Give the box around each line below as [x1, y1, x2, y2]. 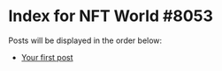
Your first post [20, 52, 73, 62]
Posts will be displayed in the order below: [8, 35, 163, 46]
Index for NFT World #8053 [8, 6, 214, 26]
